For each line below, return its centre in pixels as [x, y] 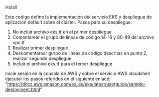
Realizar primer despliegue [40, 48]
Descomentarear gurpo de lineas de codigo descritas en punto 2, [80, 53]
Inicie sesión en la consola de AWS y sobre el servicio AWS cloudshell [77, 73]
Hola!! [11, 7]
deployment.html [23, 89]
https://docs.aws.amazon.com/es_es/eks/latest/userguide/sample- [76, 84]
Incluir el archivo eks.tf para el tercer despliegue [62, 64]
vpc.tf [19, 42]
